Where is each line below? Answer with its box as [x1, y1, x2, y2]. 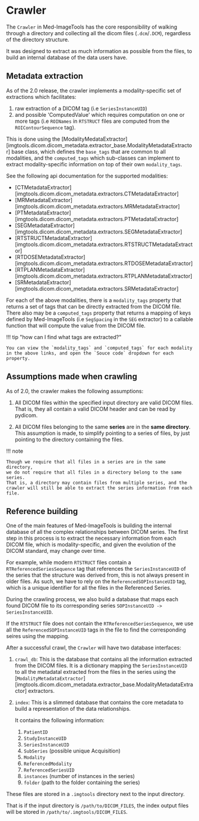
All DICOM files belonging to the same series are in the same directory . [14, 423, 191, 430]
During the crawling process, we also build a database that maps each [6, 596, 178, 603]
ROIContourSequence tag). [14, 123, 76, 131]
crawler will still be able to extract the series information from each [6, 485, 193, 491]
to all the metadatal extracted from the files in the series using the [14, 668, 176, 676]
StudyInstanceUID [23, 736, 67, 742]
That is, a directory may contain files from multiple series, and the [6, 480, 187, 486]
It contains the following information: [14, 717, 105, 724]
